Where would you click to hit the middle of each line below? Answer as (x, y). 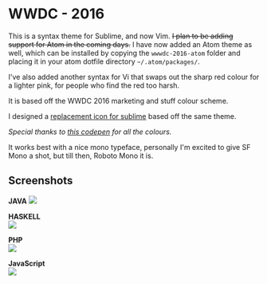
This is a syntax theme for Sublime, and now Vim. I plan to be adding (121, 36)
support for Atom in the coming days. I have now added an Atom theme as (130, 44)
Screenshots (41, 181)
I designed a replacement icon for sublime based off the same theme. (122, 116)
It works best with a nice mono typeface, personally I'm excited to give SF (130, 147)
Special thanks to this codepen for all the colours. (90, 132)
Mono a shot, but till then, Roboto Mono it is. (81, 156)
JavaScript (27, 263)
